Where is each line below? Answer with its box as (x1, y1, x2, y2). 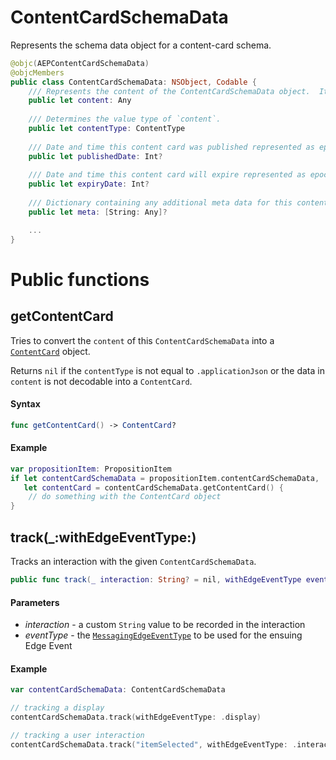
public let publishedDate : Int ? (28, 151, 163, 161)
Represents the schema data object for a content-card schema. (10, 39, 272, 51)
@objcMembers (10, 67, 65, 78)
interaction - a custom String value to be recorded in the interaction (24, 619, 306, 631)
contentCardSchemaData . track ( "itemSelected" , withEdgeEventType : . (10, 739, 298, 750)
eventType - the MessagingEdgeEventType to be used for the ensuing (24, 629, 303, 641)
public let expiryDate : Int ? (28, 179, 150, 190)
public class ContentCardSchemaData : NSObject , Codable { (10, 77, 257, 87)
